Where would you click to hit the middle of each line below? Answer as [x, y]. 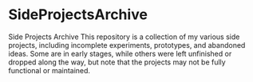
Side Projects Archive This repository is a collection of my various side [124, 37]
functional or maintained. [49, 70]
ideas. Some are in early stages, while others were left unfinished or [120, 53]
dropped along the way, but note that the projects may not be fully [117, 62]
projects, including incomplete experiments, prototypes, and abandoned [127, 45]
